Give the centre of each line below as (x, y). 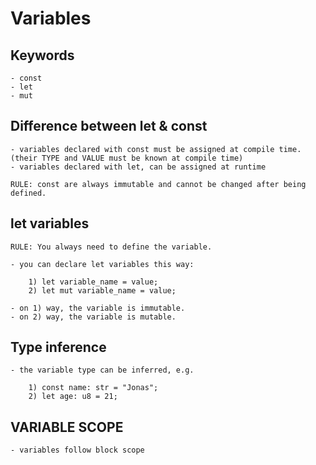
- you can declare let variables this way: (102, 264)
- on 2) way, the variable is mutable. (93, 317)
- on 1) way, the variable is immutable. (98, 308)
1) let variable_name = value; (93, 282)
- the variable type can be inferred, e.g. (102, 370)
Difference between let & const (109, 126)
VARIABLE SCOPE (67, 427)
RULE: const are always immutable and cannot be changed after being (158, 184)
